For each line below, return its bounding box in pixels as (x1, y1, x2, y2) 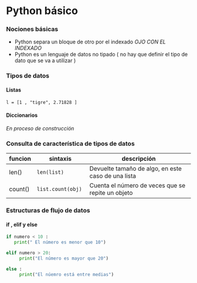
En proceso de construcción (6, 124, 74, 132)
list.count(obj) (36, 186, 82, 193)
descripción (121, 154, 157, 163)
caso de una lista (89, 172, 137, 180)
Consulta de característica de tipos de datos (6, 139, 135, 147)
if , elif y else (6, 221, 38, 228)
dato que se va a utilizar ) (14, 57, 76, 64)
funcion (9, 154, 31, 163)
